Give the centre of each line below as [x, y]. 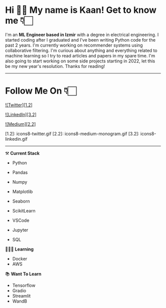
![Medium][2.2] [21, 124]
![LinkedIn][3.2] [21, 114]
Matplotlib [22, 191]
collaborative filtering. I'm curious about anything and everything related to [81, 50]
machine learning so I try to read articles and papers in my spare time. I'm [80, 55]
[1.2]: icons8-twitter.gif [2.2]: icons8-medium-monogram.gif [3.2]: [72, 134]
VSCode [21, 220]
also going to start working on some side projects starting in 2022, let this [80, 61]
